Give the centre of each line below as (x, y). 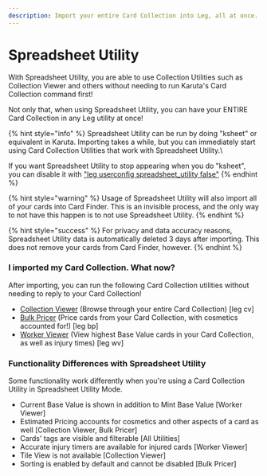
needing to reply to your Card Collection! (75, 293)
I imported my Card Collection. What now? (92, 267)
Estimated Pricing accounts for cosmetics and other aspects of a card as (139, 422)
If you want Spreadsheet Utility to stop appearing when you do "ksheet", (127, 166)
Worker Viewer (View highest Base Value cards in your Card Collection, (137, 334)
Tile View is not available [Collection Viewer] (92, 455)
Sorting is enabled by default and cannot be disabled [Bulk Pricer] (128, 464)
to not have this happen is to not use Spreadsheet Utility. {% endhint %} (126, 215)
